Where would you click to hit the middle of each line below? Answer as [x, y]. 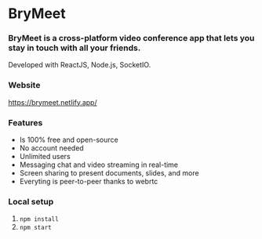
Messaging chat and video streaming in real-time [99, 165]
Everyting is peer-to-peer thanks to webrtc [89, 182]
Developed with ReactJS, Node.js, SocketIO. [80, 65]
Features [25, 122]
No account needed [51, 148]
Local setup [31, 202]
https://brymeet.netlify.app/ [53, 102]
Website [24, 85]
